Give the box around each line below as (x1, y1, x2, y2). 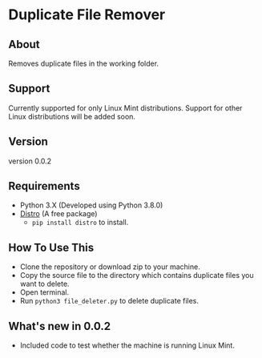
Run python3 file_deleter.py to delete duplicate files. (19, 296, 199, 306)
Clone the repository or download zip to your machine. (19, 262, 200, 272)
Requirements (8, 179, 80, 193)
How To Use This (8, 240, 95, 254)
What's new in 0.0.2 (8, 319, 111, 333)
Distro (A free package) (19, 209, 98, 219)
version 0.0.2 (8, 156, 52, 166)
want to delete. (19, 279, 70, 289)
